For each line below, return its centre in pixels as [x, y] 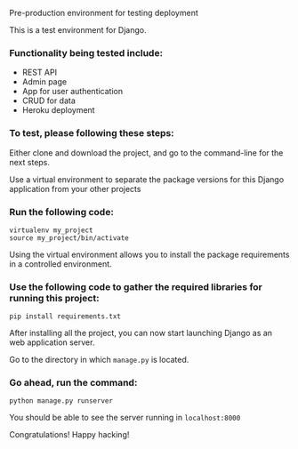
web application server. [52, 342]
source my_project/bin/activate [69, 238]
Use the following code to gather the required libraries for [136, 286]
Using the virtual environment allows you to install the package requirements [149, 254]
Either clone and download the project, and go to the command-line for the [146, 152]
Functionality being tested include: [86, 52]
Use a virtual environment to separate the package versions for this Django [147, 179]
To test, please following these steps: [92, 133]
